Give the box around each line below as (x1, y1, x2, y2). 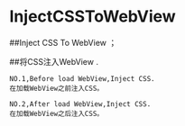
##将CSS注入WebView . (9, 56, 99, 67)
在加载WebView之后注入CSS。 (9, 109, 104, 118)
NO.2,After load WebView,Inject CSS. (9, 99, 152, 109)
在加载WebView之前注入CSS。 (9, 84, 104, 93)
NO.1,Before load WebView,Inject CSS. (9, 74, 155, 83)
